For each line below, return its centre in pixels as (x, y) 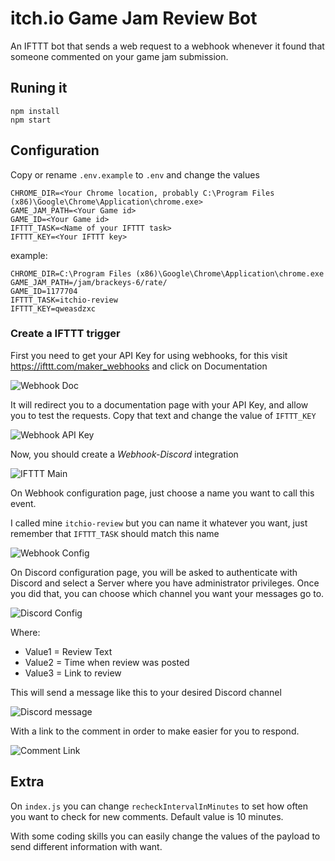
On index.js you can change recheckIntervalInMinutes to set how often (159, 806)
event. (23, 503)
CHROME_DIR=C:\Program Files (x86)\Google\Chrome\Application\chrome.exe (167, 273)
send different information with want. (86, 846)
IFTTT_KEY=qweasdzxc (53, 308)
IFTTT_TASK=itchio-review (64, 300)
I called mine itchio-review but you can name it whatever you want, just (159, 523)
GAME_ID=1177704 (44, 291)
